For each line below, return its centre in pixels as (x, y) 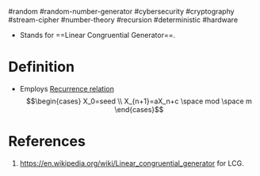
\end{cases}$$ (139, 109)
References (47, 142)
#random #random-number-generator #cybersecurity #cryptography (122, 11)
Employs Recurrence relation (67, 88)
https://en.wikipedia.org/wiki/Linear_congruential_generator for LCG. (132, 163)
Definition (42, 67)
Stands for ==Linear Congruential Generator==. (97, 35)
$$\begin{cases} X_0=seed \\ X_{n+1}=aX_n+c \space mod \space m (139, 101)
